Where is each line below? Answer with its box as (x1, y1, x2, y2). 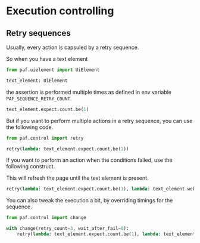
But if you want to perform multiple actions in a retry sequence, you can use (6, 117, 193, 124)
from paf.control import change (6, 215, 86, 221)
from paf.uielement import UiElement (6, 67, 100, 73)
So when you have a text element (6, 56, 88, 62)
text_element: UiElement (6, 78, 68, 84)
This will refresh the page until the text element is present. (6, 174, 149, 182)
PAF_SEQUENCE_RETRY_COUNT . (6, 94, 72, 102)
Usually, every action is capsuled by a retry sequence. (6, 44, 139, 51)
